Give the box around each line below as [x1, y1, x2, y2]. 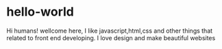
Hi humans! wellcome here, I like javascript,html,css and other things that [6, 27, 213, 35]
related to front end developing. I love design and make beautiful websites [6, 33, 216, 42]
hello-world [6, 4, 75, 20]
